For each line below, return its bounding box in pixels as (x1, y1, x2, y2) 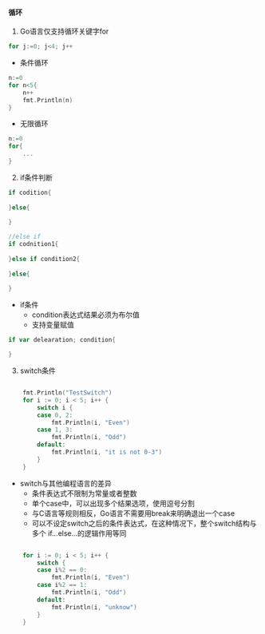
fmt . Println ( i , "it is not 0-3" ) (50, 448, 162, 457)
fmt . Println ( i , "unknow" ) (50, 603, 137, 611)
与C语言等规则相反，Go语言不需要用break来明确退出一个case (31, 508, 235, 518)
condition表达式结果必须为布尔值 (31, 310, 140, 319)
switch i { (37, 403, 73, 411)
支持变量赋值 (31, 320, 74, 330)
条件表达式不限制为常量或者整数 (31, 488, 137, 498)
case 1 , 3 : (37, 426, 73, 434)
